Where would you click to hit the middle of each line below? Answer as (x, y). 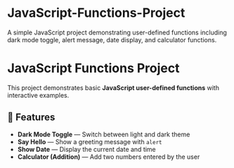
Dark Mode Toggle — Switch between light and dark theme (104, 134)
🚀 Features (31, 117)
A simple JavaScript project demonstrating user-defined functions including (117, 32)
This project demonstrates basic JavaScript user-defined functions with (113, 88)
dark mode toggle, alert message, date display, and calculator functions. (112, 39)
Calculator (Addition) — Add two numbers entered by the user (109, 157)
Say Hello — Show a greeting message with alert (90, 141)
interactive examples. (38, 95)
